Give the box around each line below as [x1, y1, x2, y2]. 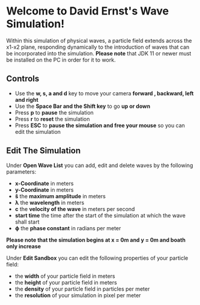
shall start [14, 218, 40, 225]
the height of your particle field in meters [14, 278, 117, 286]
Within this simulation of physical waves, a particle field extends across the [6, 37, 192, 44]
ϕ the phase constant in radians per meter [14, 224, 121, 231]
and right [14, 96, 39, 103]
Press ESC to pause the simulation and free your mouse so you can [14, 122, 185, 129]
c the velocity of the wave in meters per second [14, 205, 135, 212]
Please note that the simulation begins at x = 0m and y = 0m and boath [6, 236, 186, 244]
